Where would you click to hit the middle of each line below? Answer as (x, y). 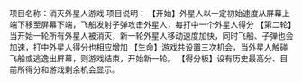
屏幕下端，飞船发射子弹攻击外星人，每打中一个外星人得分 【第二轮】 (166, 24)
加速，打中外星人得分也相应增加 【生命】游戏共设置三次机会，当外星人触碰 (149, 47)
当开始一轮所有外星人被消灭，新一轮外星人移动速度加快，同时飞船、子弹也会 (151, 36)
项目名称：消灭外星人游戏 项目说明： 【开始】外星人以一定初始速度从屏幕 (146, 13)
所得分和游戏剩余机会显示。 (68, 69)
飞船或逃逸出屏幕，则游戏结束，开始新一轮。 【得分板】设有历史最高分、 (145, 58)
